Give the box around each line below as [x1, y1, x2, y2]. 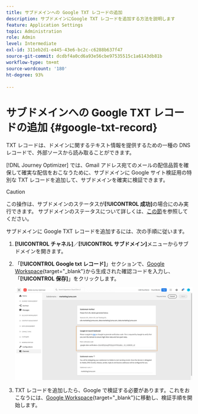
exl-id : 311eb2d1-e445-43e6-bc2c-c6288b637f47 [6, 47, 123, 53]
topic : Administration [6, 28, 62, 34]
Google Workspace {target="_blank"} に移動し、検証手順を [46, 394, 187, 402]
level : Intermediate [6, 41, 57, 47]
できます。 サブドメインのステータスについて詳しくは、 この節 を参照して [11, 208, 188, 215]
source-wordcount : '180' [6, 66, 67, 72]
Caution [6, 188, 25, 195]
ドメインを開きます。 [14, 248, 67, 255]
